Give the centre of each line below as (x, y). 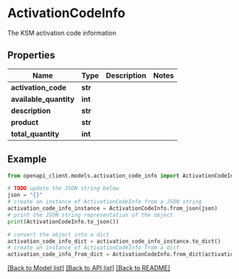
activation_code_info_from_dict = (59, 255)
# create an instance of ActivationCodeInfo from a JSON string (105, 202)
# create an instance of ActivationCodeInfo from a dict (94, 248)
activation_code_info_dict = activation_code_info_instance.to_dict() (114, 241)
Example (27, 159)
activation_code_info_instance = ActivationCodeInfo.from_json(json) (113, 208)
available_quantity (43, 99)
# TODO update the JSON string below (63, 188)
